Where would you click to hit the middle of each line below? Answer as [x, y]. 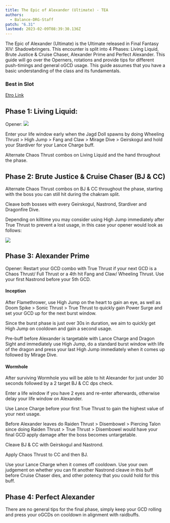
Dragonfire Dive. [22, 210]
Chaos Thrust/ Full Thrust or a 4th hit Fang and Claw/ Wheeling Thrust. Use [85, 274]
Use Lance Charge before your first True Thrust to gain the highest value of [85, 409]
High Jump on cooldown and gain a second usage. [59, 329]
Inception [16, 291]
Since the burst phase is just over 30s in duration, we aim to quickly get [80, 323]
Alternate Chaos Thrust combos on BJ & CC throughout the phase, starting [84, 189]
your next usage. [23, 414]
